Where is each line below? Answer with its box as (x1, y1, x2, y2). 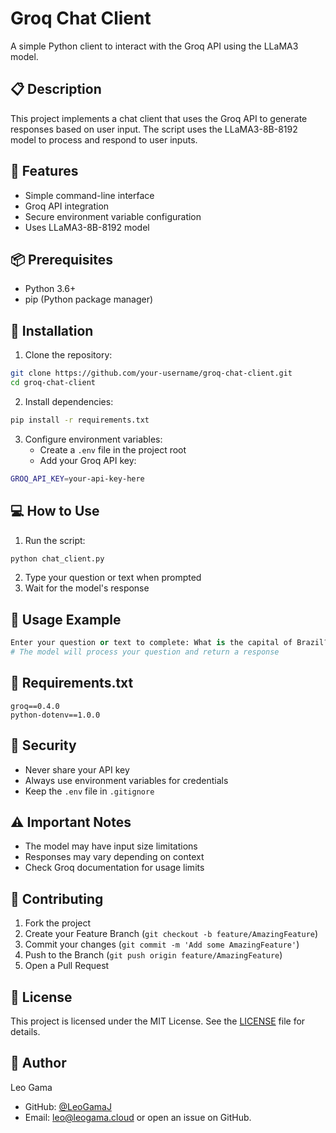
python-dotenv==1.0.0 (10, 710, 101, 720)
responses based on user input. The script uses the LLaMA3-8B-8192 (10, 123, 298, 135)
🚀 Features (10, 163, 79, 180)
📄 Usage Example (10, 611, 122, 628)
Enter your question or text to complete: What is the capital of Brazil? (10, 638, 329, 648)
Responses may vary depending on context (24, 851, 205, 863)
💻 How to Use (10, 503, 100, 520)
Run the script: (24, 534, 86, 546)
